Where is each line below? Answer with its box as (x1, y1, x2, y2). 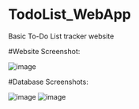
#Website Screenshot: (8, 46, 81, 56)
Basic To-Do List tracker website (8, 31, 115, 41)
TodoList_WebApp (8, 5, 132, 24)
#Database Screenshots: (8, 77, 88, 86)
